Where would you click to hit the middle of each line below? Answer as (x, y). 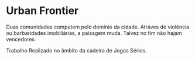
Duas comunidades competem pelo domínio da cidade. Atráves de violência (98, 27)
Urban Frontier (42, 11)
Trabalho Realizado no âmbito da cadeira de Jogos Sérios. (77, 50)
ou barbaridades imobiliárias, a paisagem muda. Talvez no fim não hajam (94, 33)
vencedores (20, 39)
